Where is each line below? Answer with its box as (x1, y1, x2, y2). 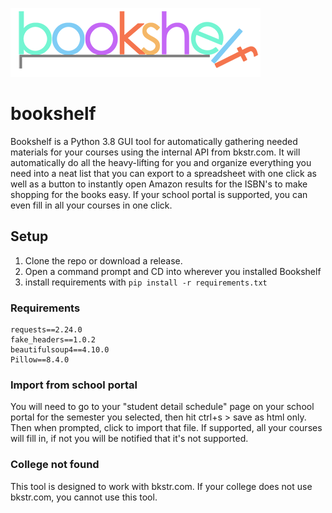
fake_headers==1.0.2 (10, 335, 97, 345)
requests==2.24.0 (10, 325, 83, 335)
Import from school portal (10, 378, 138, 392)
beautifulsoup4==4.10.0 (10, 345, 110, 355)
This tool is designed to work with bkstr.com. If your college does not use (10, 480, 313, 492)
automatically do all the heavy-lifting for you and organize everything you (10, 156, 312, 168)
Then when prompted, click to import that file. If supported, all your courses (10, 422, 323, 434)
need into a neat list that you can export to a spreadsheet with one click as (10, 167, 317, 179)
